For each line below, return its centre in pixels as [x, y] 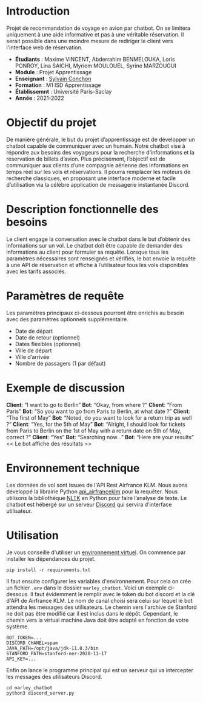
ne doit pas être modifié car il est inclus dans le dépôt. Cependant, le [92, 613]
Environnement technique [73, 468]
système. [18, 626]
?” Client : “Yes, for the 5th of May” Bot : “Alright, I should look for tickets [96, 424]
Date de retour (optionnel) [47, 337]
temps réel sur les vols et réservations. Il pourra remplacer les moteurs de [98, 172]
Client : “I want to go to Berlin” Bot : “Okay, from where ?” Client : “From [94, 405]
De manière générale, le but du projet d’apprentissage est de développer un [101, 139]
